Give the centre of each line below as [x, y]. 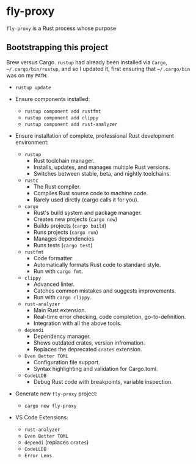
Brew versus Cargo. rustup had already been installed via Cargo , [87, 62]
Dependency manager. [62, 336]
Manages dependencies [64, 238]
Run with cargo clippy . [62, 297]
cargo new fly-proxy [50, 406]
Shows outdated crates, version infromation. [89, 342]
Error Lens [38, 455]
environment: [32, 142]
